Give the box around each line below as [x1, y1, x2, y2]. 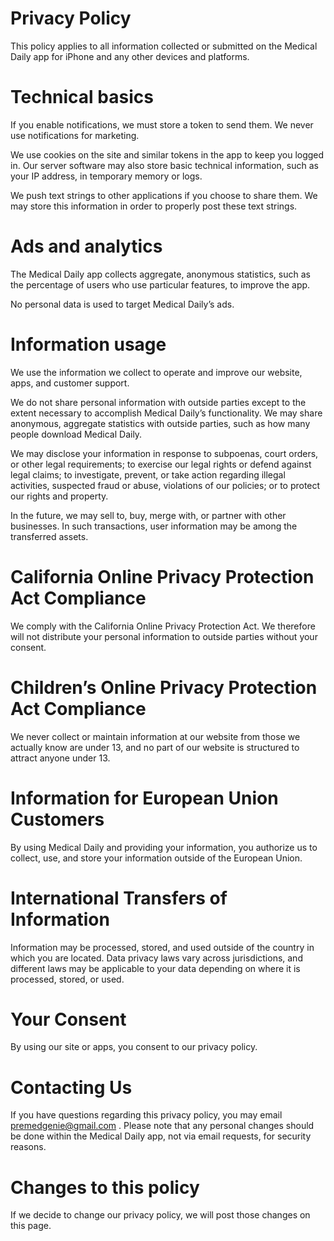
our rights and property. [10, 490, 109, 502]
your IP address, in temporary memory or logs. [10, 170, 203, 182]
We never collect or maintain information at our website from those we [10, 730, 301, 742]
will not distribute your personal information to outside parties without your [10, 630, 318, 642]
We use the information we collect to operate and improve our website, [10, 366, 303, 378]
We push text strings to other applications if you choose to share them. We [10, 189, 318, 201]
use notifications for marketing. [10, 129, 140, 141]
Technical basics [10, 86, 154, 109]
